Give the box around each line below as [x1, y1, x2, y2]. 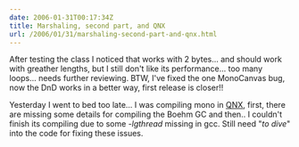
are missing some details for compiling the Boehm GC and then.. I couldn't [9, 109, 283, 120]
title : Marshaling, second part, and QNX [9, 21, 166, 30]
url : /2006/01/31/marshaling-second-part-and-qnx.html [9, 29, 218, 38]
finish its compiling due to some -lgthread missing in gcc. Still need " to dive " [9, 118, 291, 129]
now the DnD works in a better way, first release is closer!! [9, 82, 224, 94]
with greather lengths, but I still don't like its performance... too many [9, 63, 263, 74]
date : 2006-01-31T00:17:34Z [9, 12, 114, 22]
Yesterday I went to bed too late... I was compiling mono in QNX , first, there [9, 100, 286, 110]
